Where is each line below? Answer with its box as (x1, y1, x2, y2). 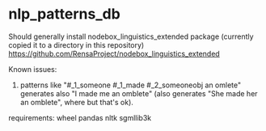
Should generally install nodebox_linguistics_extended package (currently (8, 32, 254, 41)
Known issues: (8, 64, 57, 74)
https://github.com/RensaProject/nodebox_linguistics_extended (8, 49, 220, 58)
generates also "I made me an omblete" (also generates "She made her (19, 88, 258, 98)
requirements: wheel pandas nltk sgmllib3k (8, 112, 152, 122)
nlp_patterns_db (8, 5, 121, 23)
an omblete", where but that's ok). (19, 97, 133, 107)
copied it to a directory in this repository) (8, 40, 145, 49)
